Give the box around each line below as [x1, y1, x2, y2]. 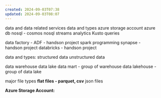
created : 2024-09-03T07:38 [5, 7, 60, 12]
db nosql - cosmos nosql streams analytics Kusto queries [5, 30, 120, 36]
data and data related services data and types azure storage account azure [5, 25, 156, 31]
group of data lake [5, 68, 42, 74]
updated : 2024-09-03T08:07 [5, 12, 60, 16]
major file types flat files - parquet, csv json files [5, 78, 103, 84]
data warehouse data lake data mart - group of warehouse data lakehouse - [5, 64, 157, 69]
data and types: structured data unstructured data [5, 54, 105, 60]
